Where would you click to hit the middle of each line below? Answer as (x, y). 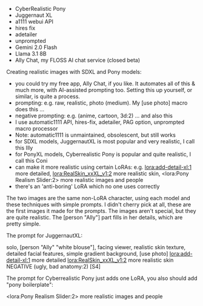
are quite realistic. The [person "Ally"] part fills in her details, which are (95, 217)
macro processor (36, 129)
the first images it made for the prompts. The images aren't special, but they (101, 211)
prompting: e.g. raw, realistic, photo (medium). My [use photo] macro (101, 103)
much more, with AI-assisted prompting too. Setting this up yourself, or (104, 90)
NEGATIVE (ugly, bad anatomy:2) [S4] (54, 266)
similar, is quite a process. (48, 96)
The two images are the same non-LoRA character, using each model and (98, 198)
